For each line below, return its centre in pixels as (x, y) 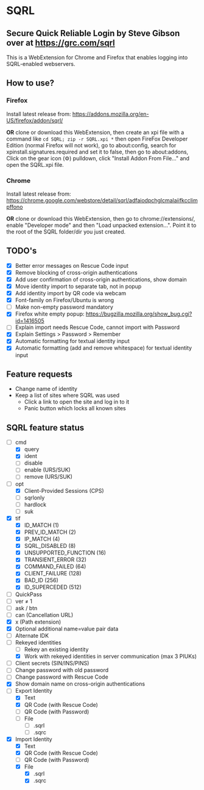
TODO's (22, 251)
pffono (15, 207)
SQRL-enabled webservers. (41, 64)
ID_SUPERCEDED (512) (53, 587)
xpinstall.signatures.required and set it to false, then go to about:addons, (97, 152)
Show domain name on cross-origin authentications (80, 684)
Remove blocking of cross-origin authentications (76, 272)
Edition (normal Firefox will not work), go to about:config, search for (91, 145)
